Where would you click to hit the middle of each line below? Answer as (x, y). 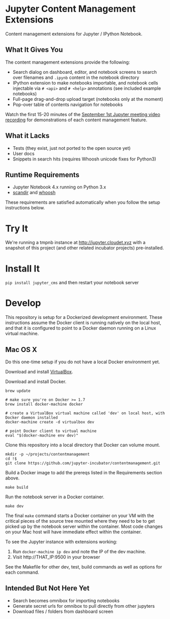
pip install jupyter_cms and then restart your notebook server (72, 283)
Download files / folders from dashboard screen (63, 611)
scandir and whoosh (34, 193)
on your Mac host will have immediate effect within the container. (74, 532)
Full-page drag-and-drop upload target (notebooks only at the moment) (88, 99)
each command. (22, 572)
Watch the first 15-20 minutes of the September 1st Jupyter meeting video (83, 114)
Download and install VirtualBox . (39, 372)
